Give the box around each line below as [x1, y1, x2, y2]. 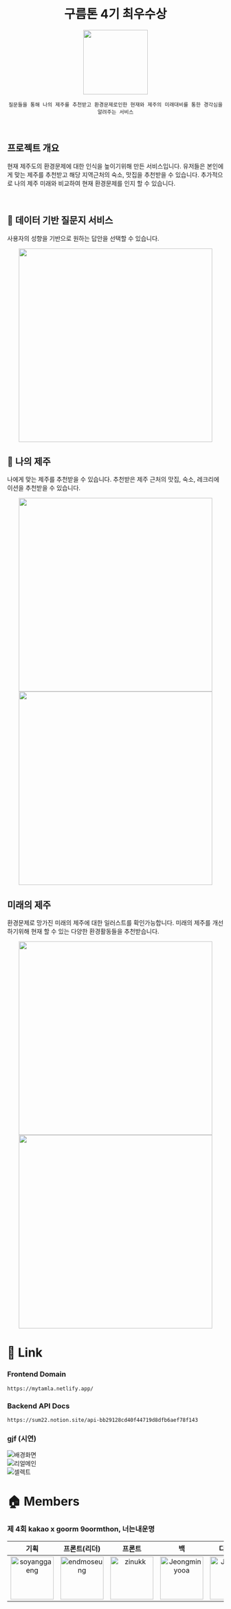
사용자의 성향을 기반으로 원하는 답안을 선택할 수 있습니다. [7, 234, 159, 242]
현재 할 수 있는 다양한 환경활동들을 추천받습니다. [30, 927, 159, 936]
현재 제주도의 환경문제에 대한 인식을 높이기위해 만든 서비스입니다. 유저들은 [7, 162, 206, 170]
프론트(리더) [63, 1544, 101, 1553]
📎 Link [7, 1345, 43, 1361]
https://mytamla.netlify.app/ [7, 1385, 94, 1392]
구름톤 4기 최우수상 [64, 6, 167, 22]
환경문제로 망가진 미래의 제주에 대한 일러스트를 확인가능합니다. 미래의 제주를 [7, 919, 211, 927]
